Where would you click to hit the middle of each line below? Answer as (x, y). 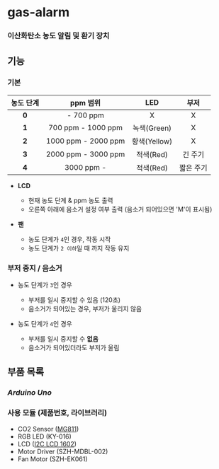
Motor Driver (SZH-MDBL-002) (63, 451)
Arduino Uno (29, 393)
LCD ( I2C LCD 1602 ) (47, 444)
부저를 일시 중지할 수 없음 (63, 339)
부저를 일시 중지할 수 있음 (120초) (74, 300)
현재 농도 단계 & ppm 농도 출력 (71, 200)
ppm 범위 (85, 103)
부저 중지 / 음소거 (35, 268)
